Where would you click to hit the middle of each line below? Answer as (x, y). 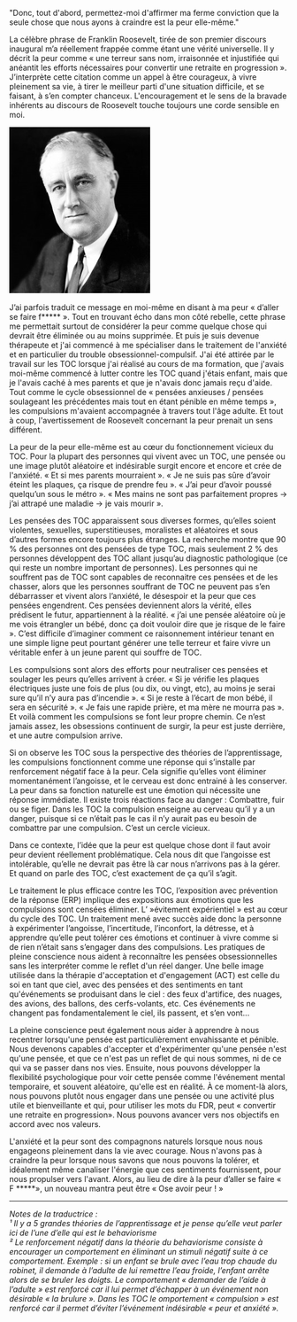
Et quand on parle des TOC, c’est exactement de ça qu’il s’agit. (123, 873)
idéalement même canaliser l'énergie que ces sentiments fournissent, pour (145, 1170)
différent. (26, 430)
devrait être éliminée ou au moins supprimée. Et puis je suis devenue (134, 335)
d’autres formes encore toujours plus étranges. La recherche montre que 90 (148, 539)
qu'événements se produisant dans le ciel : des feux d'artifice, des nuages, (146, 994)
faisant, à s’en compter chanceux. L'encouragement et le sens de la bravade (148, 96)
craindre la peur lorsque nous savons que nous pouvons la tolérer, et (134, 1160)
